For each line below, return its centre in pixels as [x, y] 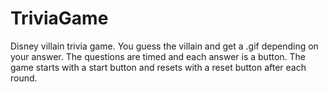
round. [24, 78]
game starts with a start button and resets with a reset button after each [158, 67]
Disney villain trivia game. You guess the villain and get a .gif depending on [164, 46]
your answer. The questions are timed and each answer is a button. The [158, 56]
